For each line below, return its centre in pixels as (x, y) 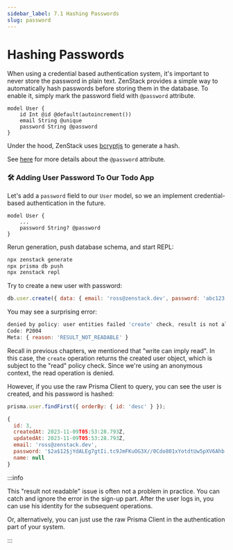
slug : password (29, 20)
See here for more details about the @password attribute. (86, 159)
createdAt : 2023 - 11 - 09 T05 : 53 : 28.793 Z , (70, 432)
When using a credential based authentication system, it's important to (108, 74)
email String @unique (51, 121)
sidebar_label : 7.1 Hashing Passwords (63, 14)
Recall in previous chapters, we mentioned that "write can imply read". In (111, 350)
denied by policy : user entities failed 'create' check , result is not (113, 325)
